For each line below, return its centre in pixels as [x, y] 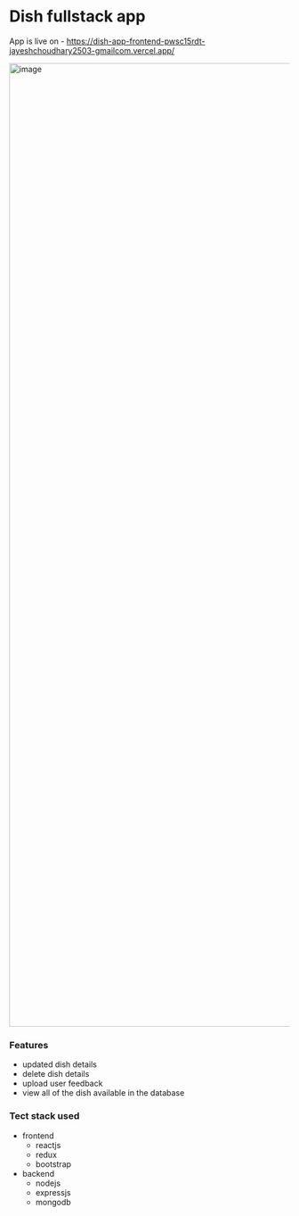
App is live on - [37, 41]
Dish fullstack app [77, 17]
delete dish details [56, 1074]
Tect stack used [44, 1116]
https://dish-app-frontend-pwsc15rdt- [136, 41]
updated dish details [60, 1064]
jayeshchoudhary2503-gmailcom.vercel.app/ [92, 50]
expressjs [53, 1192]
